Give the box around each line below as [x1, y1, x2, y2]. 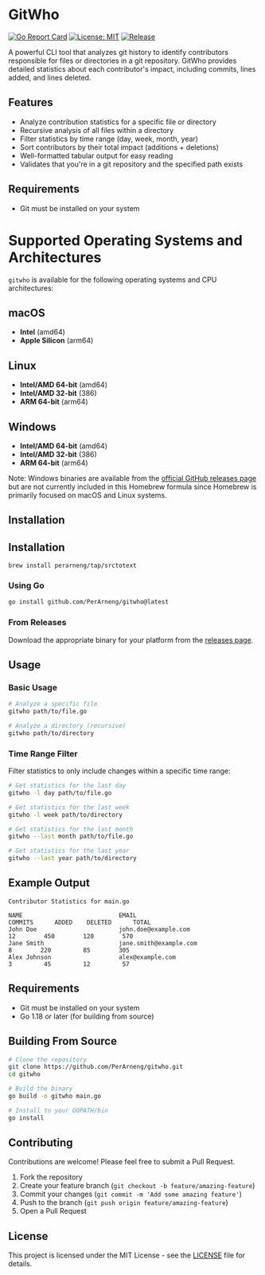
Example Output [8, 876, 90, 890]
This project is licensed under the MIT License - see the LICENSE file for [8, 1250, 245, 1260]
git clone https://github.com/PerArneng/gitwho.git [8, 1063, 183, 1071]
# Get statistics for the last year [8, 847, 130, 855]
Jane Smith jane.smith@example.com [8, 939, 197, 947]
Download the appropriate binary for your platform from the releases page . [8, 635, 254, 644]
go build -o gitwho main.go [8, 1093, 102, 1101]
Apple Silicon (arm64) [19, 336, 94, 346]
